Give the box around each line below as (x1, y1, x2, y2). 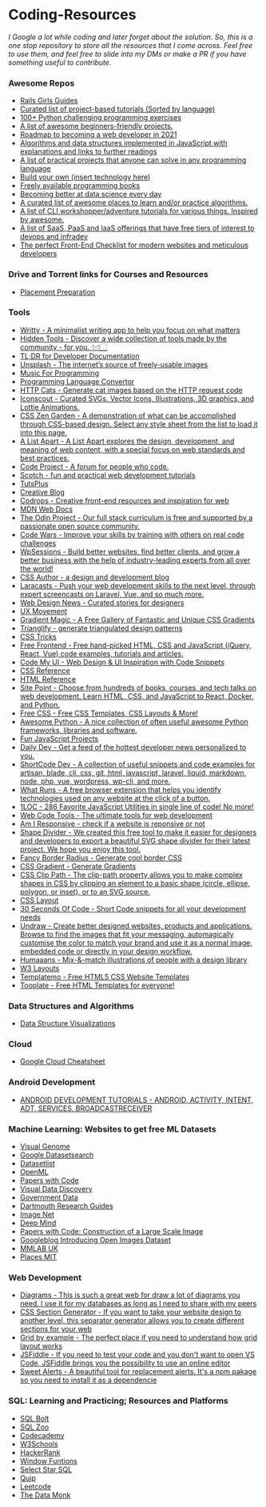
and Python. (19, 699, 61, 709)
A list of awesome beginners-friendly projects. (19, 122, 173, 131)
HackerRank (19, 1447, 61, 1457)
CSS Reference (19, 666, 70, 675)
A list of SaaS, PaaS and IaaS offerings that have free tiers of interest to (19, 223, 255, 233)
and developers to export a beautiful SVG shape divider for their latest (19, 836, 251, 845)
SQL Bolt (19, 1413, 50, 1423)
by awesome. (19, 214, 65, 225)
